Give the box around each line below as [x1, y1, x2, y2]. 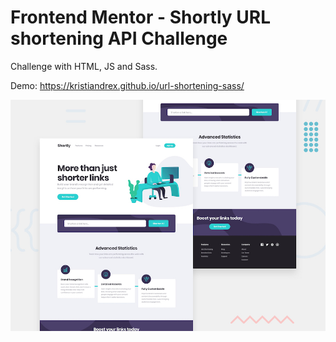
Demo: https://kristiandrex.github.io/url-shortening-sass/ [10, 79, 245, 91]
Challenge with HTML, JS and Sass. [10, 60, 158, 72]
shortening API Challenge [10, 27, 228, 50]
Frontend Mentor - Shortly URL [10, 6, 271, 29]
